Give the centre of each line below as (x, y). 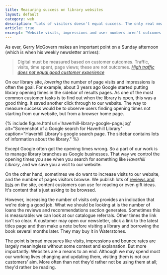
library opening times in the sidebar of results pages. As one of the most (79, 93)
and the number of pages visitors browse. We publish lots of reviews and (80, 179)
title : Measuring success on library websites (54, 10)
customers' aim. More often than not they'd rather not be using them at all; (82, 262)
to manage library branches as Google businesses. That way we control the (83, 154)
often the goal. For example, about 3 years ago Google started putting (77, 87)
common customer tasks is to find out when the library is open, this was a (81, 98)
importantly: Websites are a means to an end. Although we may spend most (83, 251)
